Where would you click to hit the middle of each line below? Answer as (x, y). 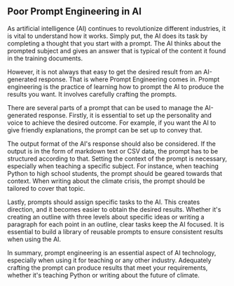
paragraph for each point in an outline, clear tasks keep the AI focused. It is (116, 224)
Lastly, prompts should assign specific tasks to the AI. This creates (104, 202)
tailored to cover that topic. (46, 188)
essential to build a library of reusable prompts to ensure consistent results (115, 231)
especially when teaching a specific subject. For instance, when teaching (113, 166)
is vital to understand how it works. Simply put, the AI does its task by (108, 36)
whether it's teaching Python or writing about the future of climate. (103, 275)
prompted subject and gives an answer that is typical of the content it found (117, 50)
